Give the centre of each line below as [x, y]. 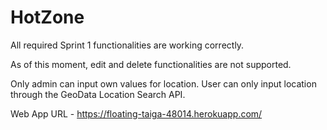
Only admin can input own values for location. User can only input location [163, 83]
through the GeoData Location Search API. [98, 94]
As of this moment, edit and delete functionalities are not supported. [151, 64]
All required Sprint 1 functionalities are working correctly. [127, 45]
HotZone [47, 17]
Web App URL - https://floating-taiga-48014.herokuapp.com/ [136, 113]
